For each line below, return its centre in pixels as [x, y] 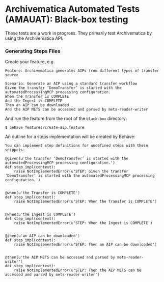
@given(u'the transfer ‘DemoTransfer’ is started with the [67, 159]
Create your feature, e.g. [30, 62]
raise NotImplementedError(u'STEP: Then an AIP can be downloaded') [85, 245]
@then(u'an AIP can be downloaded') [42, 236]
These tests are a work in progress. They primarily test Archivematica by [79, 33]
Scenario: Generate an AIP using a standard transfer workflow [71, 84]
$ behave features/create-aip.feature [45, 128]
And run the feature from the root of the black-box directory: [66, 118]
